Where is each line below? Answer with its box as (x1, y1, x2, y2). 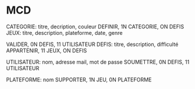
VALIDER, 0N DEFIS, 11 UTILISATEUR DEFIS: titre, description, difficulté (6, 41, 178, 48)
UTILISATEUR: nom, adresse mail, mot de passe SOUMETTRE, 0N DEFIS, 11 (6, 58, 190, 65)
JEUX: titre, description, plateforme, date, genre (6, 29, 123, 36)
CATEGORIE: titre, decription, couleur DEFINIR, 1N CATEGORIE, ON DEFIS (6, 23, 184, 30)
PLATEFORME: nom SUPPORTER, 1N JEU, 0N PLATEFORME (6, 76, 152, 83)
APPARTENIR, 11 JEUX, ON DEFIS (6, 47, 87, 54)
